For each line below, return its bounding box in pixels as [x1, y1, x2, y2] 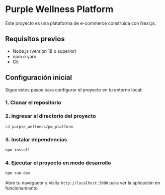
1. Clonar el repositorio [5, 99, 61, 106]
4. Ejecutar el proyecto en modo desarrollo [5, 159, 112, 166]
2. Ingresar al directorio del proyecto [5, 113, 97, 120]
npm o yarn [12, 53, 37, 59]
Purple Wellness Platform [5, 4, 114, 15]
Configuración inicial [5, 73, 72, 82]
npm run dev [5, 171, 30, 176]
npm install [5, 147, 30, 152]
